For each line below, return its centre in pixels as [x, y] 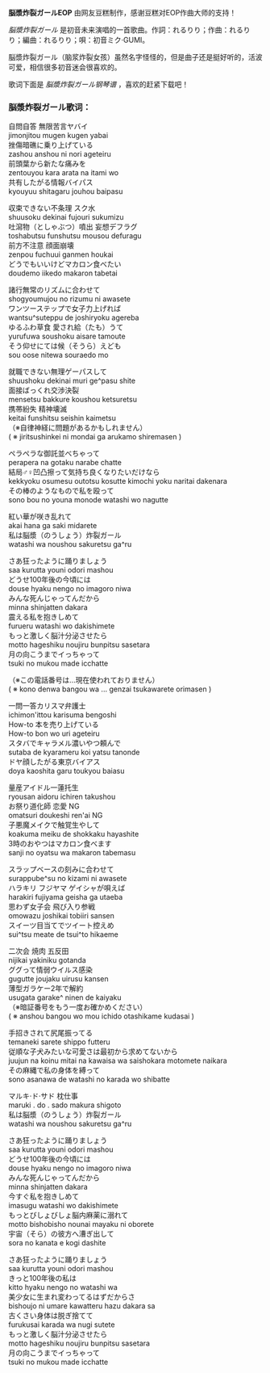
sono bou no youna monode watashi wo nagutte [89, 500]
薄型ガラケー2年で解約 [46, 989]
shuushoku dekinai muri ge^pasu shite [72, 381]
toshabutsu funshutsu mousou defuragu [75, 236]
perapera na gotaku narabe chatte [65, 463]
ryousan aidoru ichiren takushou [62, 797]
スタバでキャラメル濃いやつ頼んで [64, 743]
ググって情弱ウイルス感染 [51, 970]
